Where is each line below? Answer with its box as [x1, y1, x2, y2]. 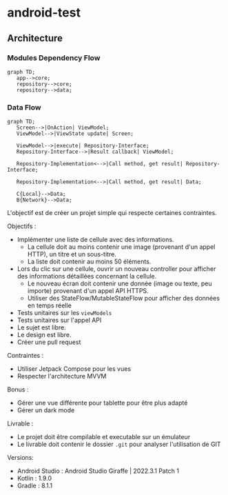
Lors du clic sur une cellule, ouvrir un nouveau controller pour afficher [17, 265, 216, 273]
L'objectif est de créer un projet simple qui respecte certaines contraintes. [7, 209, 217, 217]
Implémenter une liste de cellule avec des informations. [17, 236, 174, 244]
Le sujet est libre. [17, 323, 67, 332]
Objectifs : [7, 222, 37, 230]
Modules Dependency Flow [7, 53, 101, 63]
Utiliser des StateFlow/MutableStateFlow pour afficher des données [27, 294, 220, 303]
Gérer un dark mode [17, 406, 75, 414]
